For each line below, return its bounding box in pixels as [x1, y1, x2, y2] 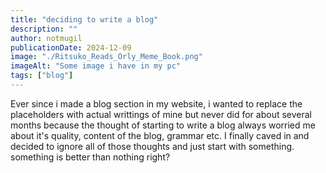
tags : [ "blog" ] [10, 71, 74, 81]
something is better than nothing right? [10, 151, 171, 163]
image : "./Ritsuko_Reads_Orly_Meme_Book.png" [10, 52, 203, 62]
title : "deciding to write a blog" [10, 14, 159, 25]
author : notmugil [10, 33, 83, 43]
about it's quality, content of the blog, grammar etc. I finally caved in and [10, 129, 310, 141]
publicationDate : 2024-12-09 [10, 42, 132, 53]
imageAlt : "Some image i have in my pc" [10, 61, 182, 71]
